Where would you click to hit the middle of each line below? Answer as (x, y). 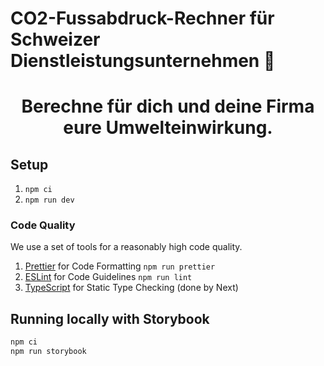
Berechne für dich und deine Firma (168, 106)
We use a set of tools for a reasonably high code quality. (126, 247)
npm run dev (49, 200)
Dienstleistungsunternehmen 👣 (143, 61)
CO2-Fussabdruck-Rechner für (142, 18)
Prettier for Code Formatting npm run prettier (120, 266)
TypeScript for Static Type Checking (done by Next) (131, 288)
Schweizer (55, 39)
